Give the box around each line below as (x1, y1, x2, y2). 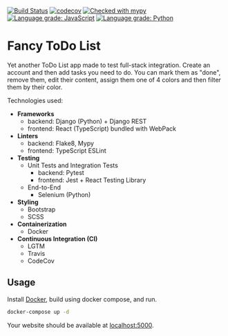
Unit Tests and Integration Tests (27, 161, 119, 169)
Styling (17, 198, 39, 206)
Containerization (17, 220, 67, 228)
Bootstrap (27, 205, 56, 214)
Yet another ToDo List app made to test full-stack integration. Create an (7, 61, 211, 69)
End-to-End (27, 183, 61, 192)
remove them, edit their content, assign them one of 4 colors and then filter (7, 75, 221, 84)
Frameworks (17, 109, 55, 118)
